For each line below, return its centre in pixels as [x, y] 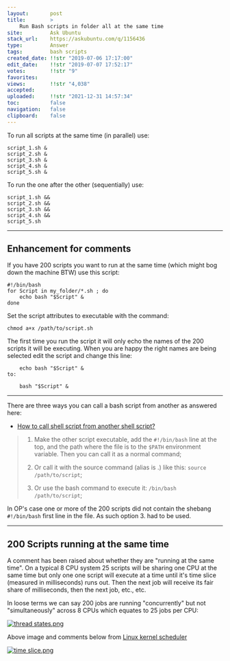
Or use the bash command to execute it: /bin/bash [105, 488]
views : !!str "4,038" [49, 84]
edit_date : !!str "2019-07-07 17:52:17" [70, 65]
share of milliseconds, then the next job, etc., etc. [77, 590]
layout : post [35, 13]
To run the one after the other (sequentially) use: [76, 184]
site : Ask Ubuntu [44, 33]
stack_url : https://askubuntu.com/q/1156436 [76, 39]
